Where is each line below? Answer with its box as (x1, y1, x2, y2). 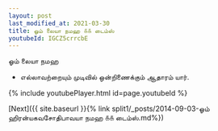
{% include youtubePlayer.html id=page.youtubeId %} (8, 88, 188, 98)
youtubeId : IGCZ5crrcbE (8, 34, 89, 43)
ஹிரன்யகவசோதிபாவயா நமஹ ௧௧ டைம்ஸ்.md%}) (8, 113, 164, 123)
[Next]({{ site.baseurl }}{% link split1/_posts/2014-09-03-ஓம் (8, 104, 210, 113)
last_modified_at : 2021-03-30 (8, 19, 111, 27)
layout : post (8, 11, 52, 20)
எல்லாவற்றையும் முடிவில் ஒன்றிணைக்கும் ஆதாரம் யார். (19, 72, 190, 82)
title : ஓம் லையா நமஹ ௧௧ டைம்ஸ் (8, 27, 115, 35)
